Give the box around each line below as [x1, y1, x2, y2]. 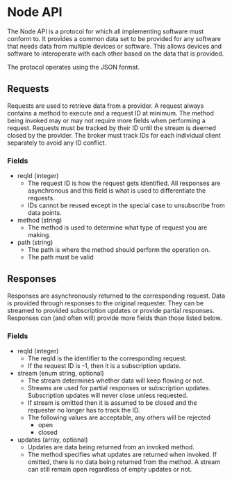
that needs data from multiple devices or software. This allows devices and [7, 42, 222, 50]
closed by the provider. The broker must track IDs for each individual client [7, 131, 221, 139]
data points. [27, 209, 62, 217]
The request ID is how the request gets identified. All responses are [27, 179, 221, 188]
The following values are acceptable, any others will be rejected [27, 413, 210, 422]
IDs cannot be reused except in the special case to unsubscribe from [27, 201, 225, 209]
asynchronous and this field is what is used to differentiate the [27, 186, 206, 195]
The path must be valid [27, 253, 94, 262]
